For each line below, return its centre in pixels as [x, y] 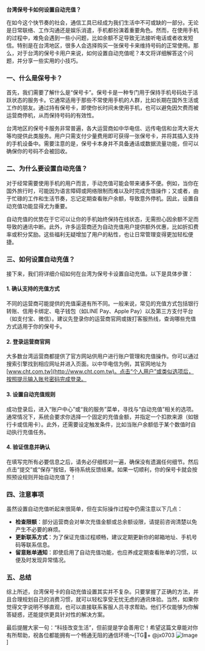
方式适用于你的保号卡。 [36, 327]
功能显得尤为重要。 [46, 206]
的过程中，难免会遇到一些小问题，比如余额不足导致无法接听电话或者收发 [97, 38]
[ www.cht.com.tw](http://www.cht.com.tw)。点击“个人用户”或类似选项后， [100, 371]
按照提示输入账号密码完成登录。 [46, 379]
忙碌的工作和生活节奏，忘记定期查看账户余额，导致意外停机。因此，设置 [102, 198]
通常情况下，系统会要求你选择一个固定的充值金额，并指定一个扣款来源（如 [100, 416]
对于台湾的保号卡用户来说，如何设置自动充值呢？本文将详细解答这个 [102, 53]
